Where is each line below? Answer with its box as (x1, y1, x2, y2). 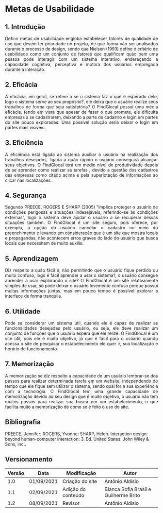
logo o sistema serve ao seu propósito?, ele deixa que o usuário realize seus (5, 99, 158, 104)
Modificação (66, 470, 96, 477)
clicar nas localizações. (5, 177, 52, 183)
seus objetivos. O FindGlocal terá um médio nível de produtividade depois (5, 162, 158, 168)
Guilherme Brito (104, 492, 141, 498)
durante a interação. (5, 67, 46, 72)
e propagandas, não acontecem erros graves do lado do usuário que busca (5, 235, 158, 241)
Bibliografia (5, 418, 41, 426)
